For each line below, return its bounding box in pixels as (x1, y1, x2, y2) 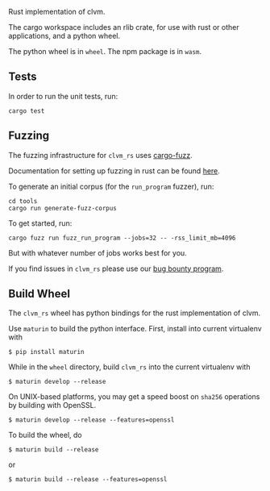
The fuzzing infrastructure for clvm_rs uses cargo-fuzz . (8, 150, 193, 160)
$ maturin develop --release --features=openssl (8, 416, 175, 424)
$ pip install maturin (8, 348, 85, 356)
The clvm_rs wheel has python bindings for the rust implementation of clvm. (8, 308, 261, 318)
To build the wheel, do (8, 431, 82, 440)
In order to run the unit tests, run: (8, 91, 118, 101)
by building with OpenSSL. (8, 401, 97, 410)
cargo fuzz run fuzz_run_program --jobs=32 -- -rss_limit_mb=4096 (8, 234, 236, 242)
